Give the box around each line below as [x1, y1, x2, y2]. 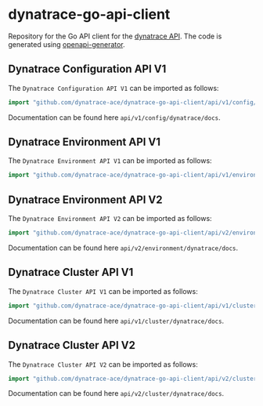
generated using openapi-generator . [8, 39, 125, 49]
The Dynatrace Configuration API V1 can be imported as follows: [8, 83, 219, 92]
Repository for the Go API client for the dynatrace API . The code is [8, 31, 222, 41]
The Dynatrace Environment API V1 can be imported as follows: [8, 156, 213, 165]
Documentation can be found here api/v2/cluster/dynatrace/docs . [8, 389, 225, 398]
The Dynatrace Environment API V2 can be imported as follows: [8, 214, 213, 223]
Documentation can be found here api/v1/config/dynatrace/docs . [8, 112, 221, 122]
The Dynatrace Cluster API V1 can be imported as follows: [8, 286, 198, 295]
